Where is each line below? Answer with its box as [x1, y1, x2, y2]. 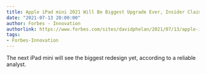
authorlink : [6, 26, 37, 32]
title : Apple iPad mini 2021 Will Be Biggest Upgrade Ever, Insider [6, 9, 185, 15]
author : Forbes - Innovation [6, 20, 81, 26]
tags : [6, 32, 20, 38]
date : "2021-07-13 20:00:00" [6, 15, 81, 21]
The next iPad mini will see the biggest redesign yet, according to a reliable [6, 54, 196, 61]
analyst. [6, 61, 26, 68]
